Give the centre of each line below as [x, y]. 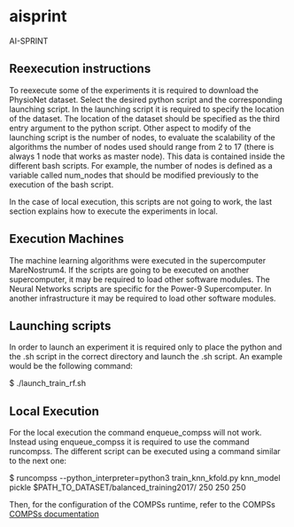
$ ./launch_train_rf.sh [48, 383]
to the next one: [38, 461]
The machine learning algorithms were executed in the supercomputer [138, 260]
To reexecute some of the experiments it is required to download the [134, 90]
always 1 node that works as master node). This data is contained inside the [147, 156]
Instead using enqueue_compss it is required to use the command [129, 442]
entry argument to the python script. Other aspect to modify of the [130, 128]
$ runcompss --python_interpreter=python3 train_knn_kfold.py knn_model [145, 478]
